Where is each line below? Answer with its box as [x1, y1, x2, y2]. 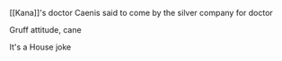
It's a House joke [9, 42, 72, 52]
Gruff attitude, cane [9, 25, 83, 34]
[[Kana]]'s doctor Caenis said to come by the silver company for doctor [9, 8, 274, 18]
